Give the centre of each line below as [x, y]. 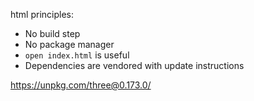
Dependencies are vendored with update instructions [134, 65]
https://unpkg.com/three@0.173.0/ [81, 85]
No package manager [69, 44]
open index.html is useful [77, 55]
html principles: [42, 14]
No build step [52, 33]
